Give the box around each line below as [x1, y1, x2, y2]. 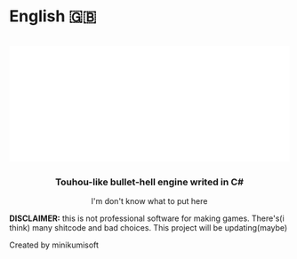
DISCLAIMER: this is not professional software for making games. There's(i [9, 213, 285, 224]
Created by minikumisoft [9, 239, 100, 250]
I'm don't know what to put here [91, 195, 208, 206]
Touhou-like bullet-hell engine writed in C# [54, 176, 245, 188]
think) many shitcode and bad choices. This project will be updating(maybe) [9, 222, 288, 232]
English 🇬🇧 [9, 6, 97, 27]
